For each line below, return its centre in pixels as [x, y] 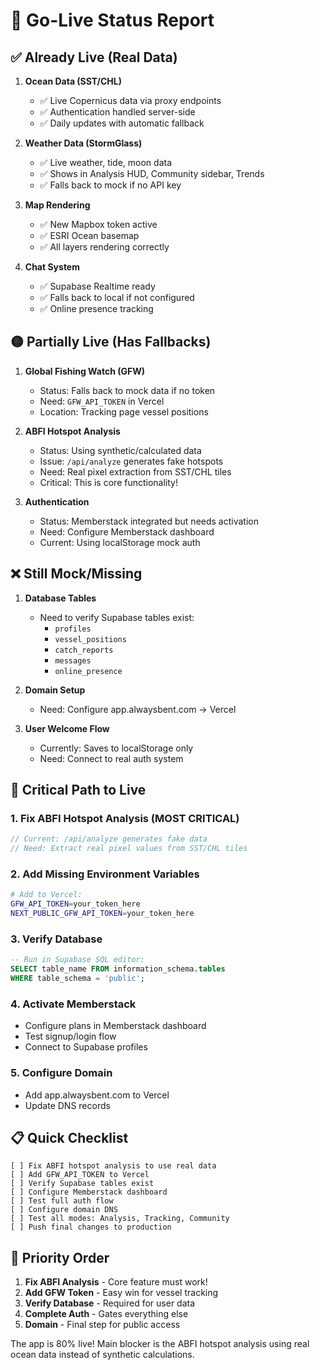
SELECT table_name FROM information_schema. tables [118, 969]
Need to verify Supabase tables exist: [117, 617]
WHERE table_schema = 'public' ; [77, 979]
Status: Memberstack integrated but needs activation [149, 521]
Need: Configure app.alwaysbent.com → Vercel [138, 709]
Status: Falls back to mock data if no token [127, 390]
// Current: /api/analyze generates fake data [109, 839]
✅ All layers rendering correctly [104, 247]
